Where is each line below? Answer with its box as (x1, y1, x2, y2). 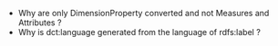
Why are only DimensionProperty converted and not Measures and (17, 8, 270, 18)
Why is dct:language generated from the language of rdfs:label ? (17, 27, 262, 37)
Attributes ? (17, 17, 62, 28)
